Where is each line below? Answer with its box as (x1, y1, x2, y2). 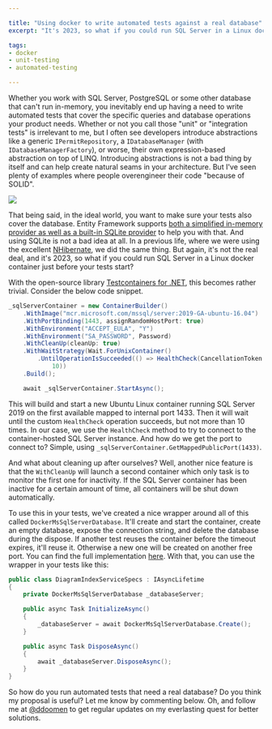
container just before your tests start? (8, 262, 134, 272)
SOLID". (8, 179, 35, 189)
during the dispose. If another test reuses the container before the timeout (8, 534, 257, 543)
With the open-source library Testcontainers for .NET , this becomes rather (8, 277, 257, 287)
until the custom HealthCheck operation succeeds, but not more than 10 (8, 416, 245, 426)
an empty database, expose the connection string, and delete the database (8, 525, 259, 535)
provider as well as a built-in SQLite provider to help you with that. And (8, 228, 244, 237)
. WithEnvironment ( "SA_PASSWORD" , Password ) (23, 332, 172, 341)
